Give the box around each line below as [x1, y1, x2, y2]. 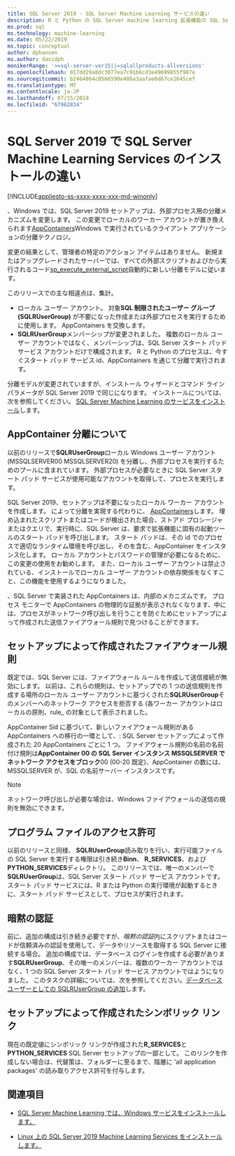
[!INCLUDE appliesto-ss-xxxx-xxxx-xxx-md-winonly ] [7, 192, 158, 200]
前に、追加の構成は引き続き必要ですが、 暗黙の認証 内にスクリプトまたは [7, 932, 215, 941]
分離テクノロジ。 [25, 232, 75, 241]
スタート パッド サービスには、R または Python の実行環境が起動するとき [7, 881, 218, 890]
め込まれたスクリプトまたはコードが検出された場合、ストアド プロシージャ [7, 515, 223, 524]
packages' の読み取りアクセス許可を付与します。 [7, 1066, 149, 1074]
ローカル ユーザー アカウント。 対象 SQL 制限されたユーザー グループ [17, 304, 215, 312]
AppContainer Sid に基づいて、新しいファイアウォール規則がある [7, 723, 194, 732]
